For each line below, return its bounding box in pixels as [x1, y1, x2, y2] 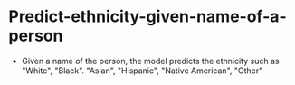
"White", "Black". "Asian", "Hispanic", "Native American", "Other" [21, 65, 263, 76]
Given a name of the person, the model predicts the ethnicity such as [21, 55, 280, 66]
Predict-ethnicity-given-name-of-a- [8, 6, 287, 27]
